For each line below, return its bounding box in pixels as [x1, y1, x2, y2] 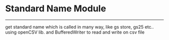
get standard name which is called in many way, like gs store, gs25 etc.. [5, 24, 154, 30]
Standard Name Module [5, 3, 107, 14]
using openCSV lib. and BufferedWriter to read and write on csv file [5, 29, 145, 35]
